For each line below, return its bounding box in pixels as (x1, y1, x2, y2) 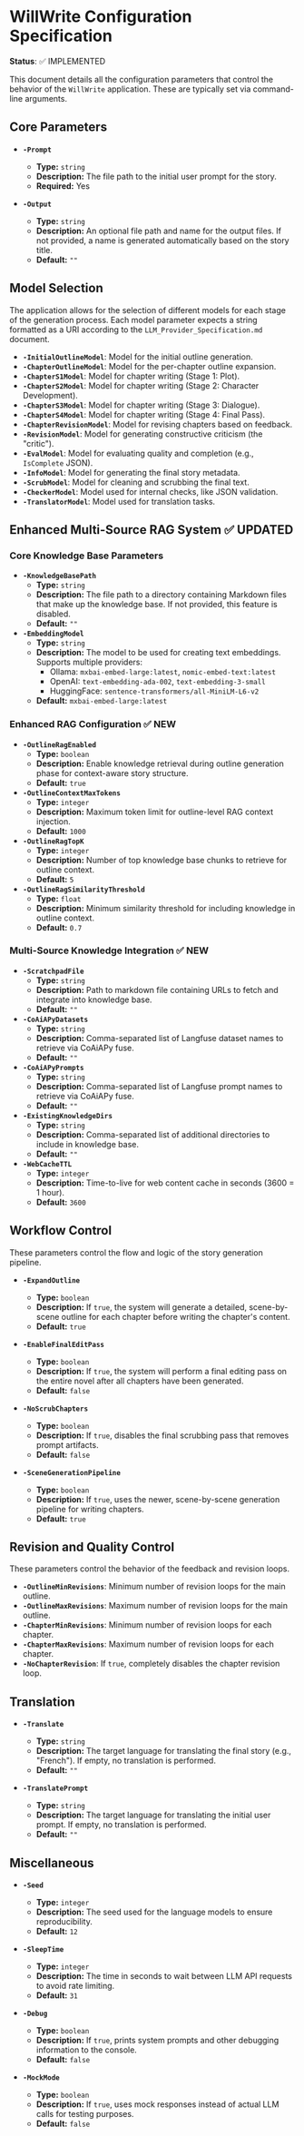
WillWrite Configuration (9, 6, 192, 27)
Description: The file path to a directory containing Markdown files (35, 589, 288, 600)
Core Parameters (9, 120, 107, 135)
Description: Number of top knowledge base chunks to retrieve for (35, 854, 288, 865)
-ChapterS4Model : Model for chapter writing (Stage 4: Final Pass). (22, 408, 266, 419)
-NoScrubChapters (22, 1404, 89, 1413)
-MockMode (22, 2073, 61, 2082)
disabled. (35, 608, 71, 619)
